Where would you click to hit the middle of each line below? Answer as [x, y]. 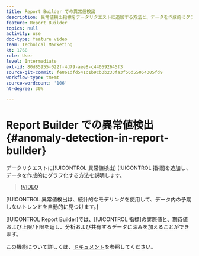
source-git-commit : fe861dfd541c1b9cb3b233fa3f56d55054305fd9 [84, 72]
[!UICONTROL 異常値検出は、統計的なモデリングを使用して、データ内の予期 [99, 199]
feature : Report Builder [37, 23]
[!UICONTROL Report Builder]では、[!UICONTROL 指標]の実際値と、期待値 [97, 219]
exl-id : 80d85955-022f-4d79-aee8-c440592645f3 [65, 67]
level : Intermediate [32, 61]
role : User [20, 56]
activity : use [24, 34]
